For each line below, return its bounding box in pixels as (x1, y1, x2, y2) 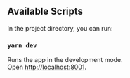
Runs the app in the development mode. (7, 56, 123, 64)
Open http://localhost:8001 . (7, 63, 86, 72)
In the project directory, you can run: (7, 24, 113, 32)
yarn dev (7, 41, 37, 49)
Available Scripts (7, 6, 83, 17)
